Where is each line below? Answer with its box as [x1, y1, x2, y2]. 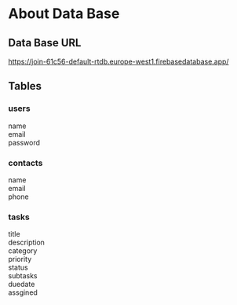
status [8, 263, 29, 272]
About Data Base [8, 5, 120, 23]
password [8, 138, 41, 147]
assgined [8, 288, 38, 297]
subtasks [8, 271, 38, 281]
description [8, 237, 46, 248]
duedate [8, 280, 35, 289]
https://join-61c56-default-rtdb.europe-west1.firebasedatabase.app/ [8, 57, 229, 66]
